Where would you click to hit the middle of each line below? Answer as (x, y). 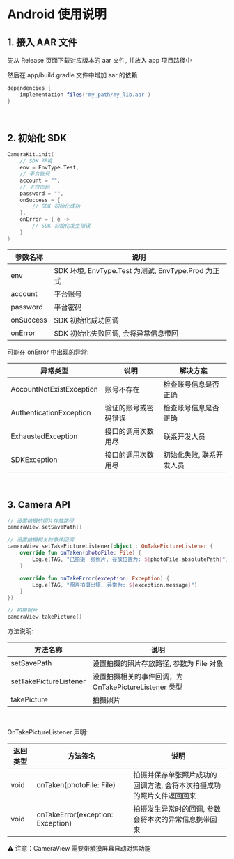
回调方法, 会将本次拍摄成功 (177, 785)
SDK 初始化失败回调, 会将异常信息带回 (116, 333)
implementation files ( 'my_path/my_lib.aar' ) (85, 95)
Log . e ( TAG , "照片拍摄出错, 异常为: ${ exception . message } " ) (115, 585)
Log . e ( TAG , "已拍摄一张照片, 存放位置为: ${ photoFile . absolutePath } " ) (130, 559)
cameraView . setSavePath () (45, 527)
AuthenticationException (51, 412)
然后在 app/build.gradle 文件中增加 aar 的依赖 (72, 75)
